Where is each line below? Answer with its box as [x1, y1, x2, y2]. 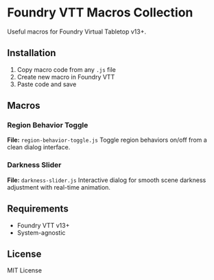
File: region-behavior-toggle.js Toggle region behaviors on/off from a [7, 136, 207, 144]
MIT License [7, 266, 43, 275]
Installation [7, 47, 56, 59]
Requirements [7, 203, 69, 215]
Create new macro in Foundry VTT [16, 73, 115, 81]
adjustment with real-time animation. [7, 183, 111, 191]
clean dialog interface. [7, 143, 71, 151]
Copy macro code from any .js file [16, 65, 117, 73]
